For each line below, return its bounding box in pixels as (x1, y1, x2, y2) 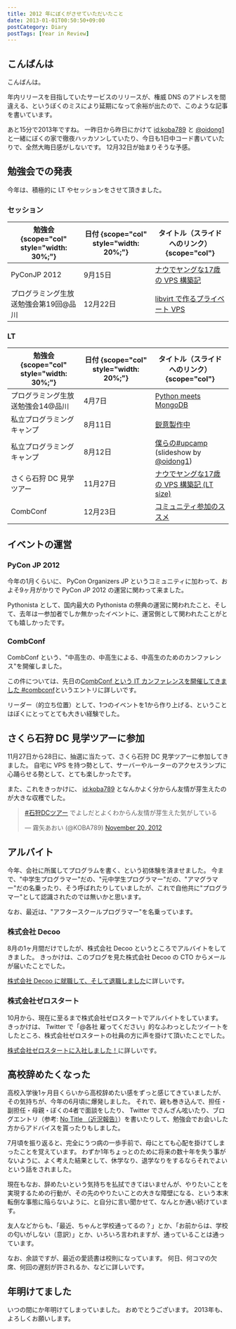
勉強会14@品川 (18, 401, 70, 411)
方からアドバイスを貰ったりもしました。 (7, 1124, 124, 1133)
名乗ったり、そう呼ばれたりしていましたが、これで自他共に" (28, 884, 204, 892)
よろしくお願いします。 (7, 1314, 75, 1323)
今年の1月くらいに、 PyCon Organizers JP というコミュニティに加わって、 (7, 577, 222, 585)
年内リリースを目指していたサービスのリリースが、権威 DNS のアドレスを (7, 93, 220, 101)
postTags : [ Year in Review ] (7, 30, 90, 37)
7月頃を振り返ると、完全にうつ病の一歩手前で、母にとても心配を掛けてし (7, 1139, 219, 1147)
